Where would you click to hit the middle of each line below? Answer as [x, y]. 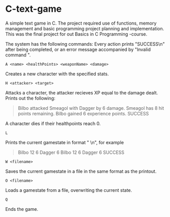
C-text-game [34, 9]
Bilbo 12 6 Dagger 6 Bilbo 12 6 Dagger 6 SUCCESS [71, 152]
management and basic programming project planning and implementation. [85, 28]
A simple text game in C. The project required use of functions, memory [81, 23]
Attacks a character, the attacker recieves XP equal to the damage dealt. [82, 92]
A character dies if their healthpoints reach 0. [53, 123]
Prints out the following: [30, 98]
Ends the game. [22, 209]
